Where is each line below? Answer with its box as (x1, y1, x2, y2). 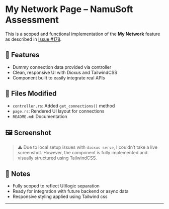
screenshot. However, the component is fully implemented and (17, 150, 148, 156)
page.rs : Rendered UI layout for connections (12, 108, 105, 114)
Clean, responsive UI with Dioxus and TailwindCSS (12, 69, 117, 75)
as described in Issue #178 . (5, 36, 62, 42)
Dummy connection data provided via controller (12, 64, 112, 70)
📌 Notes (5, 169, 31, 178)
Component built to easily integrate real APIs (12, 74, 106, 81)
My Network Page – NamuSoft (5, 4, 133, 15)
